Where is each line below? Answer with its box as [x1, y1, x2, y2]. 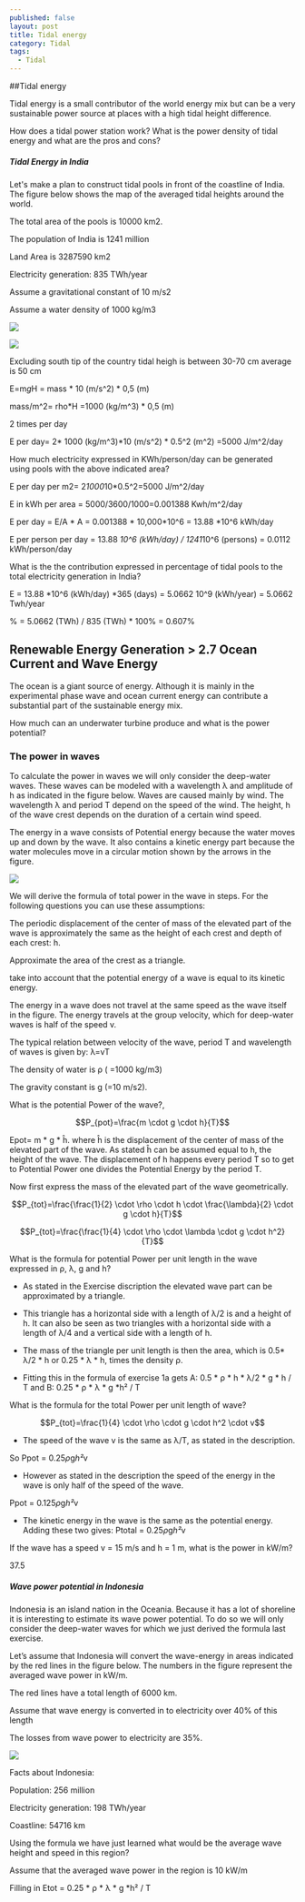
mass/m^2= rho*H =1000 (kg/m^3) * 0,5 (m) [9, 400, 175, 411]
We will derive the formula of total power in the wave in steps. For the [9, 891, 270, 902]
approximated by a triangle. [22, 1290, 125, 1301]
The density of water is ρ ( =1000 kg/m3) [9, 1064, 163, 1075]
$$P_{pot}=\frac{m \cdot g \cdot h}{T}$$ [75, 1117, 230, 1128]
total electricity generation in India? [9, 571, 142, 582]
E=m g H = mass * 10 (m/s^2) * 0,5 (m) [9, 383, 150, 394]
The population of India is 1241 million [9, 233, 150, 244]
